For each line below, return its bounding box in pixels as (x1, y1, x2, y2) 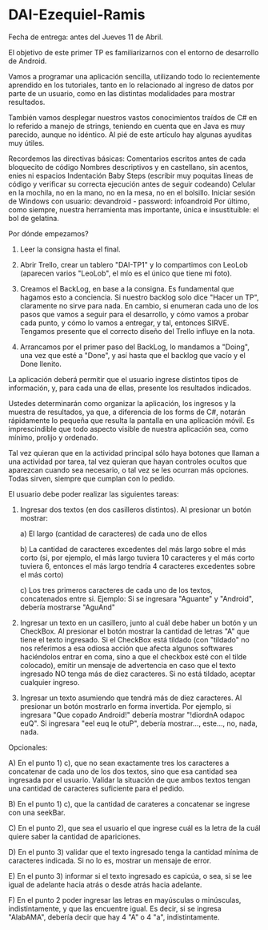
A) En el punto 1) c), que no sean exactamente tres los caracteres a (8, 758, 230, 767)
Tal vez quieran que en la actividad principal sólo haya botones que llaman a (8, 448, 260, 457)
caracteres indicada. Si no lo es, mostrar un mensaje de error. (8, 856, 212, 865)
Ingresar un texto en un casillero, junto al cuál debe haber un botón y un (19, 618, 258, 627)
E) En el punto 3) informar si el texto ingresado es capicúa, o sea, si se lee (8, 871, 252, 880)
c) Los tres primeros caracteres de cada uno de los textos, (19, 585, 214, 594)
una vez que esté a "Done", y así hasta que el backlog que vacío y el (19, 350, 246, 360)
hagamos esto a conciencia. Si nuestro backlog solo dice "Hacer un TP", (19, 292, 259, 302)
